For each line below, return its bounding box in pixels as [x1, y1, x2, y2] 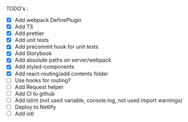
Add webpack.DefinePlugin [14, 17, 82, 23]
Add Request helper [14, 83, 64, 91]
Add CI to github [14, 90, 55, 97]
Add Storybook [14, 50, 52, 57]
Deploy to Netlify [14, 103, 56, 110]
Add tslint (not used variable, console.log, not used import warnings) [14, 97, 183, 104]
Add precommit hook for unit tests [14, 43, 99, 50]
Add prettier [14, 30, 44, 37]
